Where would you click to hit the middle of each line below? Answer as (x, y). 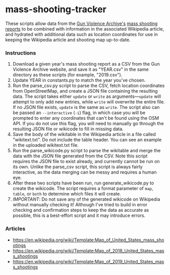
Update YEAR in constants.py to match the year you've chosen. (79, 80)
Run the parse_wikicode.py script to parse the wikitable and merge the (87, 151)
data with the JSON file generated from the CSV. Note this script (80, 156)
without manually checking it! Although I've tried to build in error (80, 205)
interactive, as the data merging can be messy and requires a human (84, 172)
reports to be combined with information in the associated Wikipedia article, (85, 29)
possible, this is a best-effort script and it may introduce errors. (79, 215)
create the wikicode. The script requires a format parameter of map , (83, 188)
